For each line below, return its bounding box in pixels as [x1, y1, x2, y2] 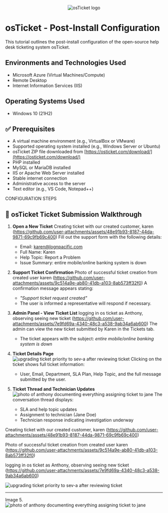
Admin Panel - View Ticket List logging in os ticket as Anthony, [12, 310, 143, 316]
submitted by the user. [19, 376, 66, 382]
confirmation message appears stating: [12, 285, 93, 291]
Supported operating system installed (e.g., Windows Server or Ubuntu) [12, 143, 161, 150]
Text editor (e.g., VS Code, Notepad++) [12, 186, 94, 192]
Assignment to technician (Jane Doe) [19, 412, 96, 418]
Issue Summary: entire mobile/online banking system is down [19, 260, 146, 266]
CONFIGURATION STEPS [5, 196, 57, 202]
